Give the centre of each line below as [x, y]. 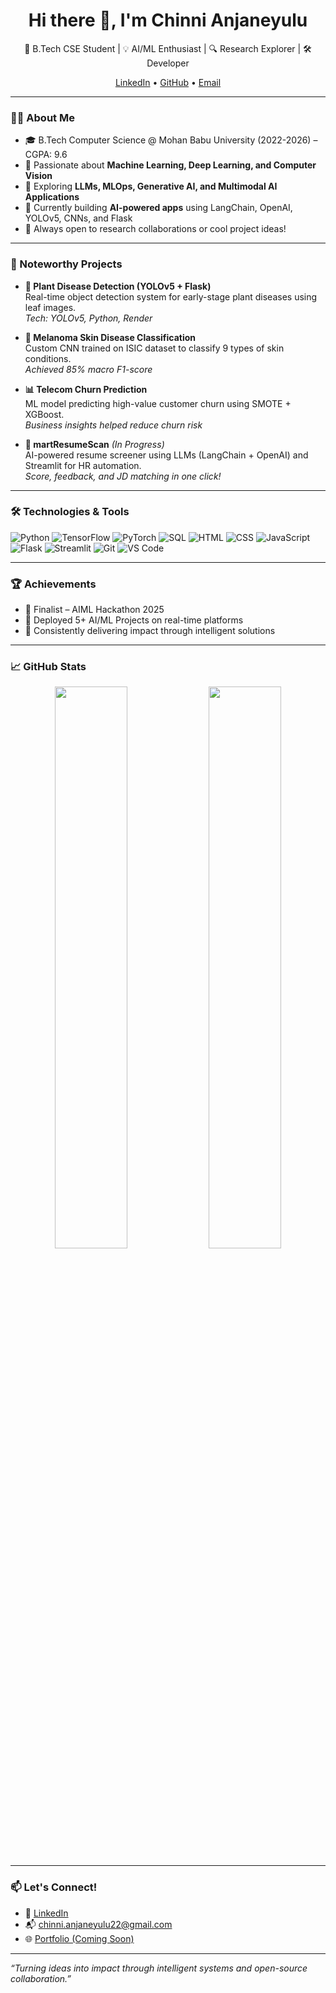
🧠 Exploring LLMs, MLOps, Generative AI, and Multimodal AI [151, 186]
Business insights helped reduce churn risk [113, 425]
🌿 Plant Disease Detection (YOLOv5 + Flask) [118, 286]
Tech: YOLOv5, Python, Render [88, 318]
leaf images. [50, 307]
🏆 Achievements [53, 584]
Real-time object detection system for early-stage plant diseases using [171, 296]
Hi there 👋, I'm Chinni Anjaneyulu [168, 20]
